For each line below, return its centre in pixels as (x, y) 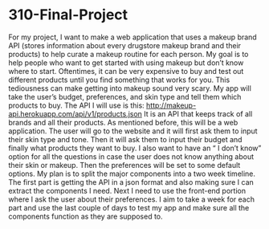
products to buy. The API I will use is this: (76, 105)
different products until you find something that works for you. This (119, 80)
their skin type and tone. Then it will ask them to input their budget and (125, 139)
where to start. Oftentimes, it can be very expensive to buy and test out (126, 71)
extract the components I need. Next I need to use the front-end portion (127, 190)
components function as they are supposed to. (86, 216)
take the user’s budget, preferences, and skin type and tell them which (125, 96)
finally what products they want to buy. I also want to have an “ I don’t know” (135, 148)
